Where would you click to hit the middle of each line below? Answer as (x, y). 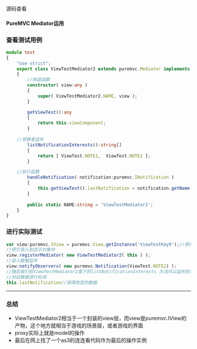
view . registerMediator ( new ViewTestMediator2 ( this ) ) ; (78, 255)
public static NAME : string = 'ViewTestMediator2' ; (90, 204)
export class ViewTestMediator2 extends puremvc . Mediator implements (103, 69)
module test (21, 52)
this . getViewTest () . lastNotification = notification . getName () (116, 189)
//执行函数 (28, 172)
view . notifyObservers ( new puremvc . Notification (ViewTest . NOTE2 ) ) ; (91, 266)
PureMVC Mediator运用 (35, 23)
